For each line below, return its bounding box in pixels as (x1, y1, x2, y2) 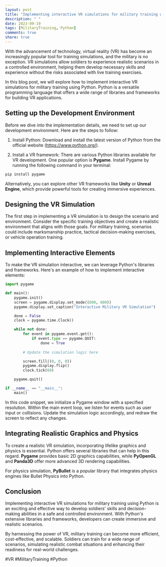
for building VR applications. (5, 94, 63, 100)
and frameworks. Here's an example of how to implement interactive (5, 267, 145, 273)
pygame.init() (14, 295, 43, 300)
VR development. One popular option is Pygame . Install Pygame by (12, 157, 149, 163)
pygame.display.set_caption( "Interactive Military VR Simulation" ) (14, 304, 156, 309)
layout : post (5, 7, 32, 12)
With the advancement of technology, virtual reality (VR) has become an (5, 48, 152, 54)
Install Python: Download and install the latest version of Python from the (12, 137, 161, 143)
